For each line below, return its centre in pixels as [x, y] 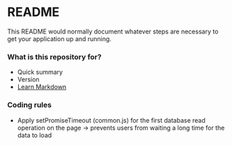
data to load [34, 135]
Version [28, 79]
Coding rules [30, 105]
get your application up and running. [59, 38]
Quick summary [40, 72]
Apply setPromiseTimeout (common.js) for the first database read [111, 120]
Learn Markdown [42, 87]
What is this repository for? [55, 56]
